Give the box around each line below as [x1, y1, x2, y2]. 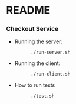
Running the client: [14, 60, 61, 67]
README [6, 4, 51, 17]
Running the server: [14, 38, 63, 45]
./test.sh [30, 93, 55, 99]
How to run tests [14, 82, 55, 89]
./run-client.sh [30, 71, 71, 77]
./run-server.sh [30, 50, 71, 56]
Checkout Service [6, 25, 59, 33]
